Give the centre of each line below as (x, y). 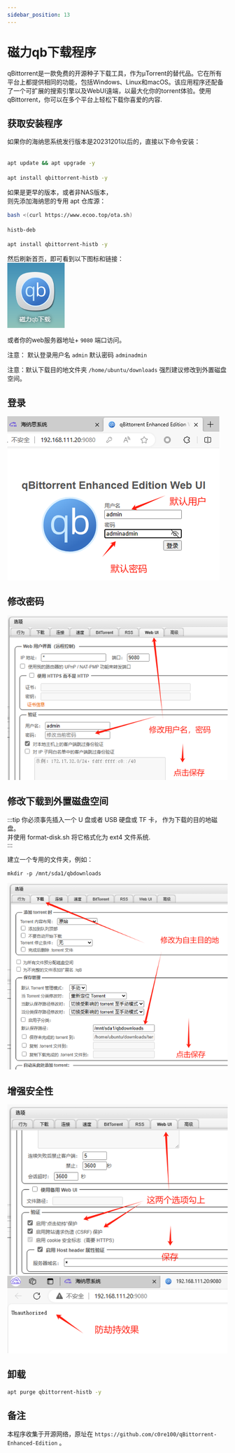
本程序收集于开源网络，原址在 (50, 1433)
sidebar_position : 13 (39, 15)
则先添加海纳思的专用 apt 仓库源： (57, 201)
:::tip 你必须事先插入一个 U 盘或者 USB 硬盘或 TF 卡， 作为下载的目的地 (109, 819)
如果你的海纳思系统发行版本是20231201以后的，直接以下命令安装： (104, 142)
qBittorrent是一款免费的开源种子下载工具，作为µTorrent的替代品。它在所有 (115, 73)
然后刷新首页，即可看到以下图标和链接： (65, 259)
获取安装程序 (35, 123)
